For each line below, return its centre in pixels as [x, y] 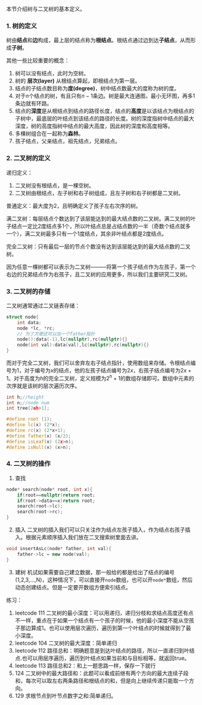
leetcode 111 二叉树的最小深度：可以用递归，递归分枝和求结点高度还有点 [104, 613]
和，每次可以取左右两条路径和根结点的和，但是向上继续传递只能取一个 [102, 680]
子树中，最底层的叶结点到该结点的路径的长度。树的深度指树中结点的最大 [104, 119]
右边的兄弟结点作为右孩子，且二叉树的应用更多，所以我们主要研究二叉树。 [98, 274]
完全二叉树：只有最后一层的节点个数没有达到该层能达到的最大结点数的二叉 [98, 246]
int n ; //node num [28, 403]
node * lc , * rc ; [36, 328]
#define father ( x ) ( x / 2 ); [38, 436]
